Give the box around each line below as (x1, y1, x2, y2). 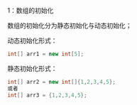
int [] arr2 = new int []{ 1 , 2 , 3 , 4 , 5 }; (7, 78, 116, 85)
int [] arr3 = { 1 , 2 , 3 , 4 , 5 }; (7, 92, 87, 99)
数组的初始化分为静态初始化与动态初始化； (7, 21, 132, 30)
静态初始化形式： (7, 64, 57, 72)
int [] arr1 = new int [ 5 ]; (7, 50, 84, 57)
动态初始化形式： (7, 36, 57, 45)
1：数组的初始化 (7, 6, 54, 14)
